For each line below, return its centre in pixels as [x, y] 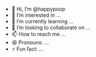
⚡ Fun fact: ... [27, 49]
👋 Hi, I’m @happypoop [38, 9]
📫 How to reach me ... [38, 34]
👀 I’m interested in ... [36, 15]
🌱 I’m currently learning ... [42, 21]
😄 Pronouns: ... [30, 42]
